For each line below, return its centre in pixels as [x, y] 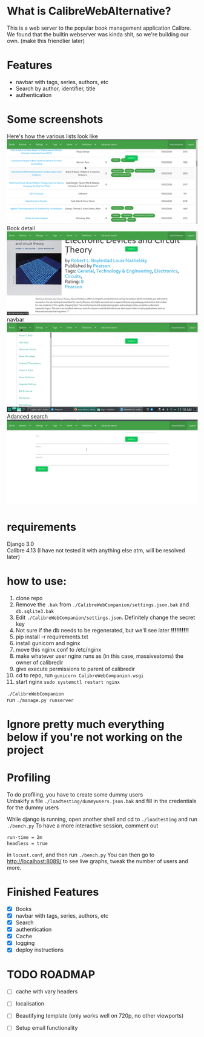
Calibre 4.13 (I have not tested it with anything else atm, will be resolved [96, 550]
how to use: [37, 581]
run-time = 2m [25, 837]
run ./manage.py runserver [41, 700]
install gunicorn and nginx [48, 643]
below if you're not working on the [95, 737]
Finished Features [53, 892]
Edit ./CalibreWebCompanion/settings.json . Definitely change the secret [105, 617]
